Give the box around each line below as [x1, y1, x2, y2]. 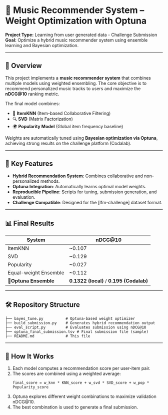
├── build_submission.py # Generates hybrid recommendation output [5, 320, 155, 326]
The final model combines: [5, 100, 60, 107]
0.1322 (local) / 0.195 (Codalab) [69, 277, 148, 284]
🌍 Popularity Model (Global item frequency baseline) [12, 123, 123, 129]
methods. [40, 178, 60, 184]
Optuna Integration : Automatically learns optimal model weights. [12, 183, 146, 189]
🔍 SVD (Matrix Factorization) [12, 116, 73, 122]
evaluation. [12, 194, 35, 200]
